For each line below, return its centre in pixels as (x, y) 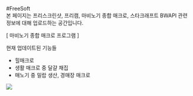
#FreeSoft (18, 9)
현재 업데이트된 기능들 (32, 48)
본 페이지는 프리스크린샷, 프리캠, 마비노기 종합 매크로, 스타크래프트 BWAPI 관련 (97, 15)
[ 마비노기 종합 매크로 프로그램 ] (43, 35)
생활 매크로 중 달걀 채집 (42, 68)
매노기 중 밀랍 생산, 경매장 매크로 (52, 75)
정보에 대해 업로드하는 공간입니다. (45, 23)
